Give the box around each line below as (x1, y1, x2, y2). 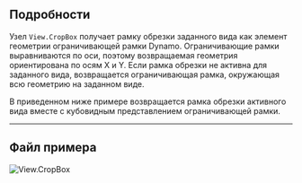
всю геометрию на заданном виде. (9, 78, 145, 89)
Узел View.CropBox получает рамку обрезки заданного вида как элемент (9, 30, 288, 41)
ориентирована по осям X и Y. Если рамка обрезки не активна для (9, 59, 268, 70)
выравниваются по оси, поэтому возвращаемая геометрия (9, 49, 238, 61)
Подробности (9, 7, 91, 22)
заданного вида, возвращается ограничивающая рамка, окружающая (9, 69, 280, 80)
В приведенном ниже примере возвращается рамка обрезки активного (9, 96, 287, 107)
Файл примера (9, 140, 97, 155)
